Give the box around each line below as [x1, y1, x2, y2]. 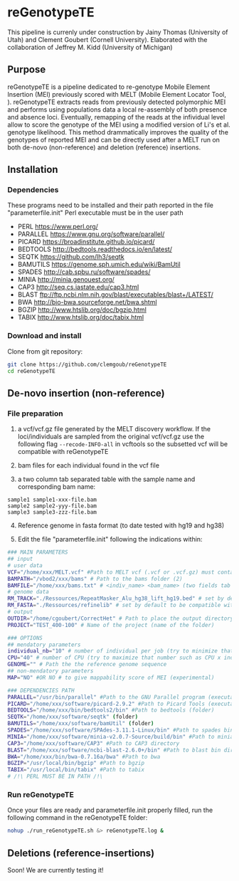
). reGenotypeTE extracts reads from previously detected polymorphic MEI [7, 97, 226, 106]
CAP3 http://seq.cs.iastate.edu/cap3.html [17, 283, 139, 292]
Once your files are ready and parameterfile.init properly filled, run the [7, 806, 213, 815]
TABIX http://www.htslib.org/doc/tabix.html [17, 313, 144, 322]
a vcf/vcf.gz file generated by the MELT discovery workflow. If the [17, 425, 211, 433]
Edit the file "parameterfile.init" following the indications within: [17, 535, 203, 544]
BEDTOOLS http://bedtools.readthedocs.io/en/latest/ [17, 245, 173, 253]
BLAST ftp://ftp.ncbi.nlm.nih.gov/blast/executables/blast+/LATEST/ [17, 290, 213, 299]
